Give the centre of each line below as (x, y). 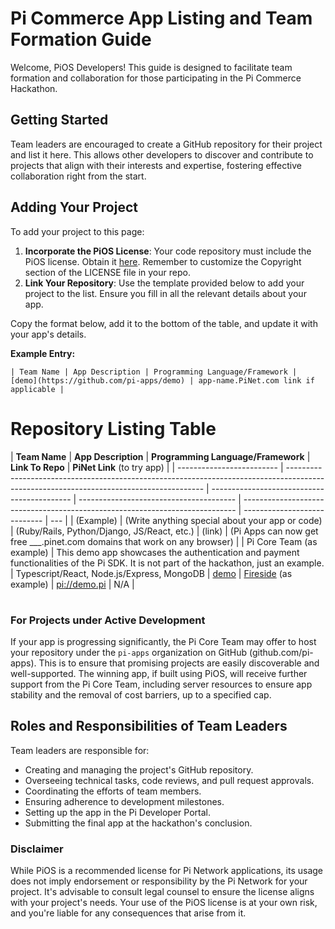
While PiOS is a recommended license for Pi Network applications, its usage (166, 871)
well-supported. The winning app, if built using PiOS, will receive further (159, 674)
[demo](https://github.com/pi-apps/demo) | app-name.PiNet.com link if (162, 380)
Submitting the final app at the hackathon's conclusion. (138, 823)
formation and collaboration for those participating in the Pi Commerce (156, 78)
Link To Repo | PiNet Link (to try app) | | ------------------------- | (147, 467)
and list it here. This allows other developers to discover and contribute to (162, 154)
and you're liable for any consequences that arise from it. (128, 913)
